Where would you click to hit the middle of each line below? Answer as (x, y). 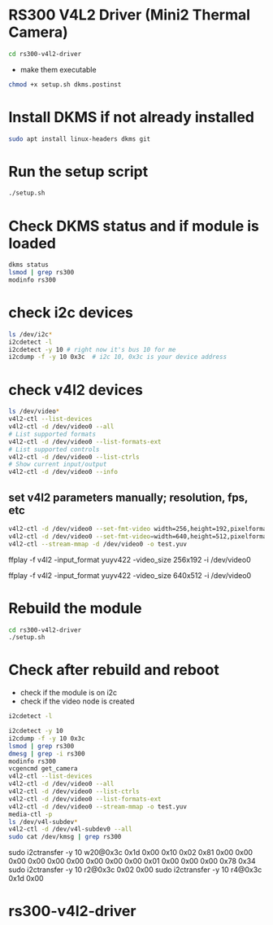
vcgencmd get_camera (43, 769)
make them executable (58, 69)
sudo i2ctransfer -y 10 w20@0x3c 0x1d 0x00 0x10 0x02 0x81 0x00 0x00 (131, 853)
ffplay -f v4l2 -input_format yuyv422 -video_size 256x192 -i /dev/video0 (130, 559)
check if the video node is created (78, 701)
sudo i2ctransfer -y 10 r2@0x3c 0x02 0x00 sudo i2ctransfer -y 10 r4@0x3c (135, 870)
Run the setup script (78, 171)
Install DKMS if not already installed (131, 117)
